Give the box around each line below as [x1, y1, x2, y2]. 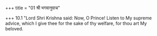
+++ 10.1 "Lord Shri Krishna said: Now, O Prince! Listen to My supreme [5, 15, 152, 21]
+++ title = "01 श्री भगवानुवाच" [5, 5, 60, 11]
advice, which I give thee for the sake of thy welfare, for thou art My [5, 20, 147, 26]
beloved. [5, 26, 24, 31]
